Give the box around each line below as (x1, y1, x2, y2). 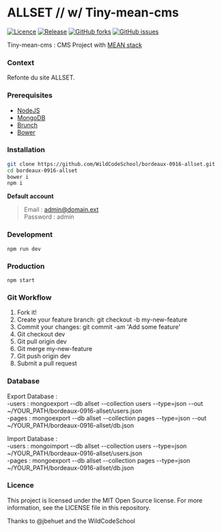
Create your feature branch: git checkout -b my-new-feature (16, 315, 188, 324)
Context (7, 58, 35, 67)
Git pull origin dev (16, 337, 67, 346)
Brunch (16, 121, 38, 129)
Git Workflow (7, 293, 52, 302)
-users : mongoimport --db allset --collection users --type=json (7, 442, 187, 450)
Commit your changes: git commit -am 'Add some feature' (16, 323, 181, 331)
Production (7, 261, 45, 271)
